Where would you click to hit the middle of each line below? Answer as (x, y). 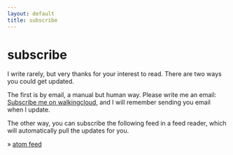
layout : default (31, 14)
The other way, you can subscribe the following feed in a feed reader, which (117, 124)
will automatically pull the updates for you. (68, 131)
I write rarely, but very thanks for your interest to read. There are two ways (114, 74)
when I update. (29, 110)
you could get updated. (41, 82)
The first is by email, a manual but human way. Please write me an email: (112, 95)
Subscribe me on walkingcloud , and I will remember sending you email (109, 103)
